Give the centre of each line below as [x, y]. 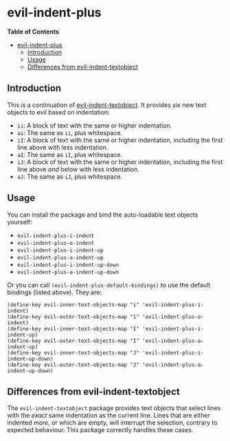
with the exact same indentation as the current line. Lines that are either [109, 416]
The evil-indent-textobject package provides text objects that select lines [114, 408]
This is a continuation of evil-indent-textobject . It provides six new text [107, 105]
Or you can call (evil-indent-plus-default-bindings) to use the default [109, 285]
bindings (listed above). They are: [55, 292]
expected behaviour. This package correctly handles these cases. [100, 430]
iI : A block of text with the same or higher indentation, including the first [120, 140]
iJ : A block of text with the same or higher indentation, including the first [120, 162]
